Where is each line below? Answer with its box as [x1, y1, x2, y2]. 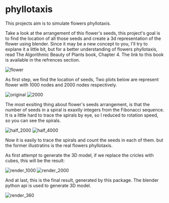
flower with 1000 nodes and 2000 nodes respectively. [5, 82, 117, 88]
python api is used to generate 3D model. [5, 182, 91, 188]
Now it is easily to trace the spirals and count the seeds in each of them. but [5, 137, 163, 143]
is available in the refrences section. [5, 57, 80, 63]
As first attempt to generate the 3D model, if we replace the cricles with [5, 152, 154, 158]
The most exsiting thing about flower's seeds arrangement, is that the [5, 101, 150, 107]
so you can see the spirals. [5, 117, 62, 123]
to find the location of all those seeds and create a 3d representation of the [5, 35, 161, 41]
